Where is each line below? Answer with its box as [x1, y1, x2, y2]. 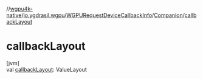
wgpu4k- [10, 5, 33, 12]
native [6, 12, 22, 19]
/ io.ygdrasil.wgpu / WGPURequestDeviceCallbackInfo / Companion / [21, 12, 185, 19]
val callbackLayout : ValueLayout [6, 66, 87, 73]
